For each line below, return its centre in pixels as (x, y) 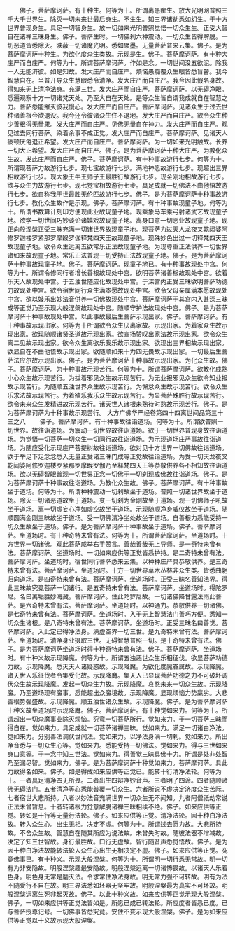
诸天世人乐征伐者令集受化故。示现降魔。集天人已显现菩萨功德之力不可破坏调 (117, 675)
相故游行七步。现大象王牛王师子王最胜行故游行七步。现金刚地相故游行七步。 (117, 176)
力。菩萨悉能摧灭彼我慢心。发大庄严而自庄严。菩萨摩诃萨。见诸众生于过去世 (117, 106)
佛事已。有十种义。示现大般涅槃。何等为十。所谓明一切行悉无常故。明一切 (120, 859)
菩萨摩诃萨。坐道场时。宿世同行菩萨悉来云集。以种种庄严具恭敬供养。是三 (114, 561)
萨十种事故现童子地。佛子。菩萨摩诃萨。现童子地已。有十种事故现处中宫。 (114, 264)
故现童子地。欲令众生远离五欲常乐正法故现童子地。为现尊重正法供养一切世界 (117, 246)
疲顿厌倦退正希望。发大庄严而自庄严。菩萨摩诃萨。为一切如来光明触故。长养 (117, 141)
